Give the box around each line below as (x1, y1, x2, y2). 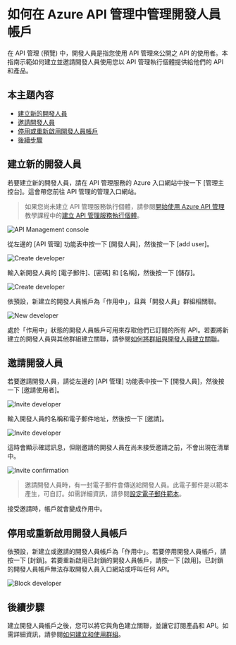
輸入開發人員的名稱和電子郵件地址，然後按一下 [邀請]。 (7, 414, 168, 423)
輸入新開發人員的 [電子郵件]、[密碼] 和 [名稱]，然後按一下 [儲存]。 (7, 268, 199, 277)
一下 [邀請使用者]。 (7, 386, 63, 394)
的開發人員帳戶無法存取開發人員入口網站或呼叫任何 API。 (7, 565, 174, 574)
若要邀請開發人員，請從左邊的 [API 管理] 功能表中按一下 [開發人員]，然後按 (7, 377, 225, 385)
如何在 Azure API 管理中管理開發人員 (7, 6, 221, 23)
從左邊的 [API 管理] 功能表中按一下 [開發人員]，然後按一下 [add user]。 (7, 239, 213, 248)
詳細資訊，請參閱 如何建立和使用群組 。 (13, 630, 125, 639)
